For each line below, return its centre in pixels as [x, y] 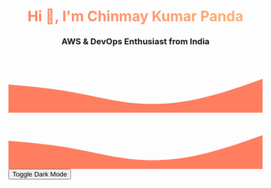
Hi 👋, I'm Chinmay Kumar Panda [135, 16]
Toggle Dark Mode [40, 175]
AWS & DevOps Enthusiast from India [135, 42]
